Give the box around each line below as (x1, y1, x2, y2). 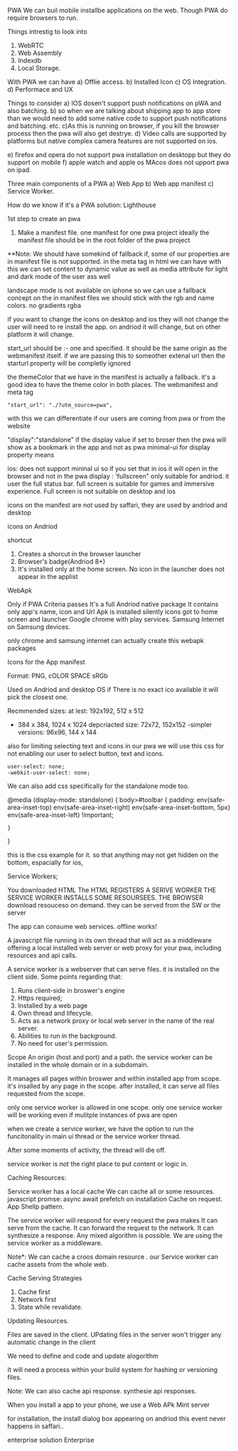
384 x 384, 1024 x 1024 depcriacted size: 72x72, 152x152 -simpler (17, 721, 212, 728)
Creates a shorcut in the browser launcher (17, 550, 141, 558)
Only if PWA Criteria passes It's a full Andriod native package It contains (7, 600, 219, 608)
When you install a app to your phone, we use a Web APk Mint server (7, 1400, 210, 1409)
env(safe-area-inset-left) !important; (7, 811, 114, 819)
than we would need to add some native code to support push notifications (7, 114, 227, 122)
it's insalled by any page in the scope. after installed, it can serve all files (7, 1082, 220, 1090)
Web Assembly (17, 49, 63, 57)
